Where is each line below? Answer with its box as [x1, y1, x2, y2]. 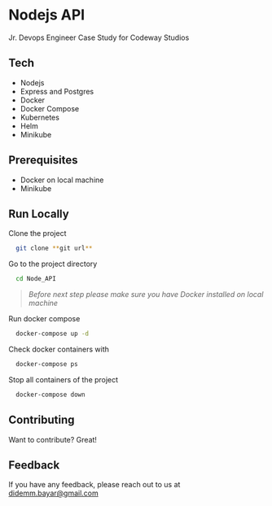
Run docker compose [8, 314, 81, 324]
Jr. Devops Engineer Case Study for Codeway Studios [8, 33, 190, 42]
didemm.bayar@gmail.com [8, 488, 99, 498]
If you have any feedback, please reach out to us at [8, 480, 181, 490]
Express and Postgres [20, 86, 94, 96]
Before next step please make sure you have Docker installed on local [28, 290, 264, 299]
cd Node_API [15, 275, 57, 283]
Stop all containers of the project [8, 374, 119, 384]
